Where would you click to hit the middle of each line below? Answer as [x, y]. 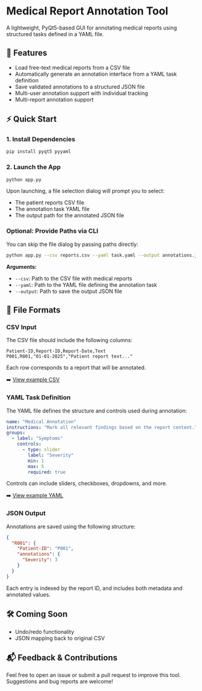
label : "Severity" [51, 455]
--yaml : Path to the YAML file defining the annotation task [86, 284]
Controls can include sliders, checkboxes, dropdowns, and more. [87, 484]
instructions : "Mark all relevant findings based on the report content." [102, 427]
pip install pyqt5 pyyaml [38, 152]
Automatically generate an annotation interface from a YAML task [96, 74]
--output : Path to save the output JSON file [69, 291]
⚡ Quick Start [32, 119]
